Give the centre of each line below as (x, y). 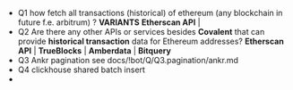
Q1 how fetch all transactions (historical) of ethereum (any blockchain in (150, 13)
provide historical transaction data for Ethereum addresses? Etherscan (151, 41)
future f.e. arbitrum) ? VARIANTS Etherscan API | (109, 22)
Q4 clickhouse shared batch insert (82, 70)
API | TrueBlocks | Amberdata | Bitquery (95, 51)
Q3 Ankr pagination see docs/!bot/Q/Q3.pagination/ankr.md (128, 60)
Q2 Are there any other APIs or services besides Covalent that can (141, 32)
